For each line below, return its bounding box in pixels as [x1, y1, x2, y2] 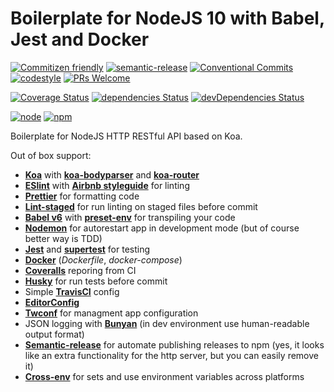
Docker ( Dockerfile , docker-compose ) [24, 253, 183, 266]
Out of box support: [10, 149, 92, 161]
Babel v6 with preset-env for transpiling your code [24, 211, 236, 223]
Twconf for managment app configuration [24, 307, 199, 319]
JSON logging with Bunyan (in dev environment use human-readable [24, 317, 310, 329]
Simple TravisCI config [24, 285, 120, 297]
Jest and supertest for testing [24, 243, 151, 255]
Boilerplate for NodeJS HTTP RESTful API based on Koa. [10, 130, 243, 142]
